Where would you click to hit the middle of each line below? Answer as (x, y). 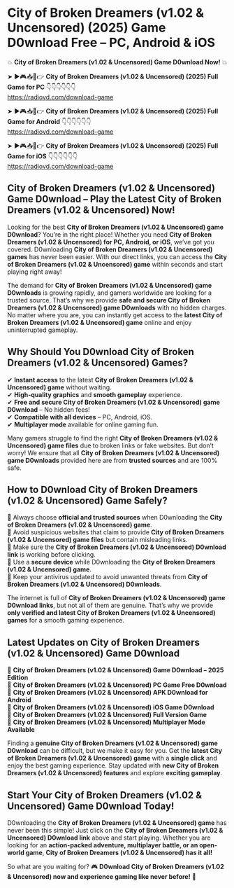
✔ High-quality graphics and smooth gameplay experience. (95, 394)
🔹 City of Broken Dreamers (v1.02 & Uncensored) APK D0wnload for (108, 693)
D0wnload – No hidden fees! (49, 409)
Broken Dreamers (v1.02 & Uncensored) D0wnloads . (85, 584)
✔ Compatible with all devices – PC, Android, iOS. (80, 417)
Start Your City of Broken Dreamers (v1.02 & (105, 795)
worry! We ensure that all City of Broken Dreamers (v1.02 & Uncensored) (114, 452)
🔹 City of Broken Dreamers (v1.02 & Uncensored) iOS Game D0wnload (111, 707)
